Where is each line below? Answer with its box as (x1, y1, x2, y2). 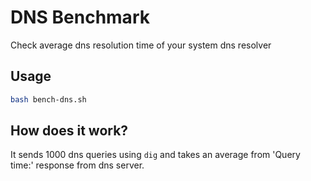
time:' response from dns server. (10, 159, 145, 171)
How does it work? (10, 122, 129, 140)
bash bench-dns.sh (10, 94, 87, 105)
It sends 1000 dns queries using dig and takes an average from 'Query (10, 149, 301, 161)
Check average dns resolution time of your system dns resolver (10, 39, 272, 51)
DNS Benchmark (10, 6, 150, 29)
